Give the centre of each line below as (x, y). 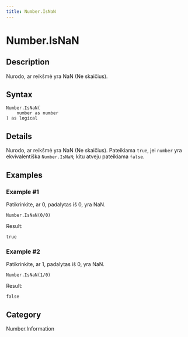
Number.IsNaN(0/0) (28, 215)
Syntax (19, 95)
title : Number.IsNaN (31, 11)
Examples (24, 175)
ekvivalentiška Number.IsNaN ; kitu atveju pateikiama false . (75, 156)
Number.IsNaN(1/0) (28, 275)
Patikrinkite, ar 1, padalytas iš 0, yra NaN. (55, 264)
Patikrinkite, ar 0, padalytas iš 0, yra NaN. (56, 204)
